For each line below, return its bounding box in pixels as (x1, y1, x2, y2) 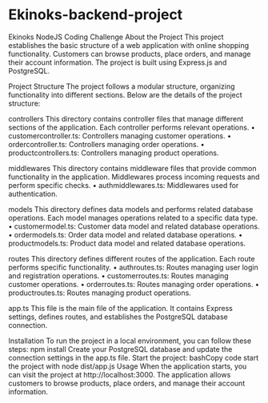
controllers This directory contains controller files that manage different (8, 114, 244, 123)
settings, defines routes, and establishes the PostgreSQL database (8, 312, 228, 321)
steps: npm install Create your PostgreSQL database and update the (8, 344, 233, 353)
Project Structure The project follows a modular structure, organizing (8, 82, 235, 91)
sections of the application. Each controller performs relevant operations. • (8, 122, 256, 132)
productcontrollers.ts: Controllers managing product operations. (8, 148, 219, 158)
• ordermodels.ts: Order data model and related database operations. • (8, 229, 243, 239)
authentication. (8, 189, 58, 198)
